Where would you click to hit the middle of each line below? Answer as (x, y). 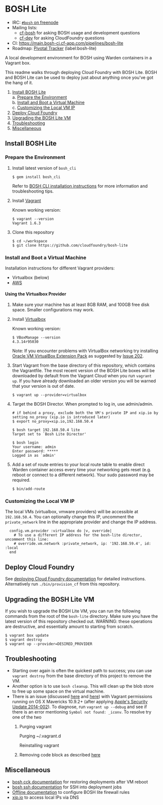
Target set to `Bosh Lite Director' (49, 434)
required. (21, 480)
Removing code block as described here (60, 754)
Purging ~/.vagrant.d (40, 736)
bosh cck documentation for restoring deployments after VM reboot (80, 782)
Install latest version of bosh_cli (44, 168)
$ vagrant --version (33, 219)
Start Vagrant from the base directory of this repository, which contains (83, 365)
